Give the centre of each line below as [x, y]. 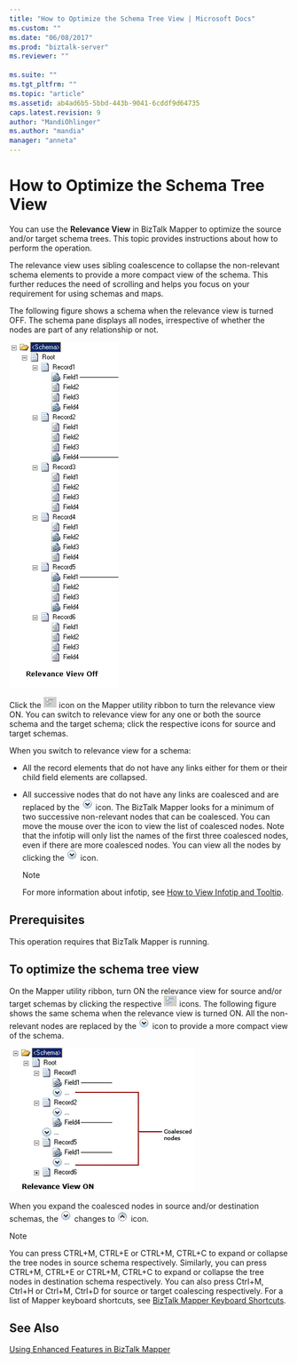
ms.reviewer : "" [39, 56]
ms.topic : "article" [47, 93]
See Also [34, 1328]
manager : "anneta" [43, 141]
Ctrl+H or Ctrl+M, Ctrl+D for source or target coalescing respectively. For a [146, 1291]
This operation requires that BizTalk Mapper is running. [109, 941]
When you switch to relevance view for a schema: [100, 750]
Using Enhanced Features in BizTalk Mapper [90, 1350]
